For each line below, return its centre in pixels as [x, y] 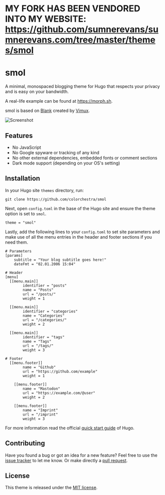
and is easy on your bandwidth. [37, 92]
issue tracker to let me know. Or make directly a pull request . [66, 460]
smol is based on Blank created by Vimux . [47, 110]
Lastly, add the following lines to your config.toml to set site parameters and [82, 232]
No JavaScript [27, 147]
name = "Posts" [38, 290]
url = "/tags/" [38, 346]
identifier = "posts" [45, 285]
